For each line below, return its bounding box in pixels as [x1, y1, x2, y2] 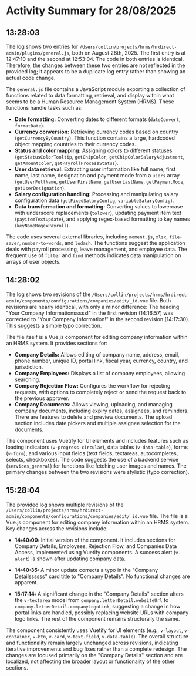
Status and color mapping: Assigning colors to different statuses [14, 147, 173, 154]
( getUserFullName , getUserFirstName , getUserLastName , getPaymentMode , [14, 178, 185, 185]
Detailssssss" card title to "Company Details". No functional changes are [14, 573, 190, 580]
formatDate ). [14, 122, 45, 129]
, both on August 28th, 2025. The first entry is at [69, 49, 186, 56]
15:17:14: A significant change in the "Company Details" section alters [14, 590, 184, 597]
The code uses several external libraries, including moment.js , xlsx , [6, 233, 168, 240]
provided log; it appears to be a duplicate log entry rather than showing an [6, 68, 186, 75]
